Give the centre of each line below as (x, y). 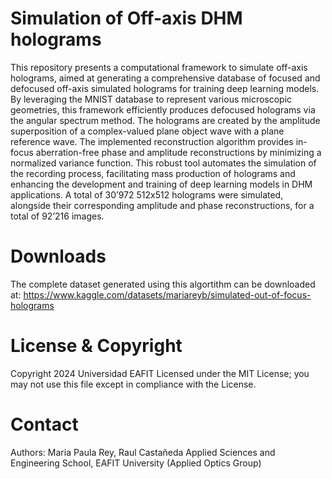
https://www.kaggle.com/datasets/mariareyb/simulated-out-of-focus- (167, 294)
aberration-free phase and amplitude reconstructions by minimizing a (178, 152)
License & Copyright (96, 346)
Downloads (58, 256)
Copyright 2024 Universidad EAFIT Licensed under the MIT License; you (160, 373)
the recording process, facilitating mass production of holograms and (153, 173)
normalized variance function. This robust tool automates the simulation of (163, 163)
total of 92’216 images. (57, 216)
